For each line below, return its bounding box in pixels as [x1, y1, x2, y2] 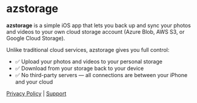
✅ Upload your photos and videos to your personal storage [15, 58, 162, 65]
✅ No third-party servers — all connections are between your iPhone [15, 71, 188, 78]
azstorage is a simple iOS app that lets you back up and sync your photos [6, 22, 191, 29]
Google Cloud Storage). [6, 34, 65, 42]
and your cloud [15, 78, 53, 86]
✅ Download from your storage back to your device [15, 64, 144, 72]
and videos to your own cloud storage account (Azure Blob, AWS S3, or [6, 28, 185, 35]
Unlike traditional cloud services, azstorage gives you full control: [6, 46, 170, 53]
